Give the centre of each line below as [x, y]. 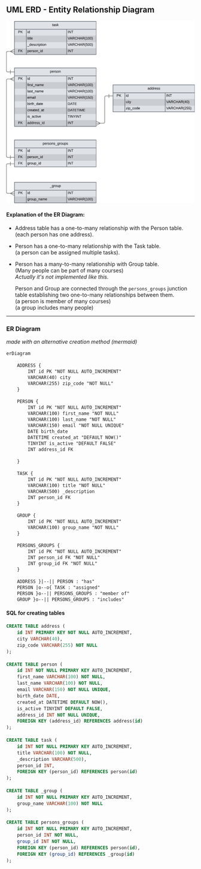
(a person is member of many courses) [63, 301]
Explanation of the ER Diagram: [45, 215]
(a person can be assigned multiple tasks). [67, 252]
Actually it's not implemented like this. [62, 277]
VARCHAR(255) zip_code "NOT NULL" [71, 383]
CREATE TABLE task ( [32, 741]
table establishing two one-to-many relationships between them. [95, 295]
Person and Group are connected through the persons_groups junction [101, 288]
